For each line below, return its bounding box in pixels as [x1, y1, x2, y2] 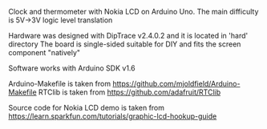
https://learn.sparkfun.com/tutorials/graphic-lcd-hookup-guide [8, 111, 217, 121]
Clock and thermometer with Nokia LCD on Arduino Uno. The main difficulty [8, 7, 259, 16]
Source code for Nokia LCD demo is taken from [8, 103, 165, 112]
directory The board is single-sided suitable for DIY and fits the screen [8, 39, 241, 49]
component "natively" [8, 48, 81, 57]
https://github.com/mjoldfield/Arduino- [111, 79, 241, 88]
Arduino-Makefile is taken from [8, 79, 111, 88]
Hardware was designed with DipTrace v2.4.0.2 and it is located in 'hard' [8, 31, 249, 40]
